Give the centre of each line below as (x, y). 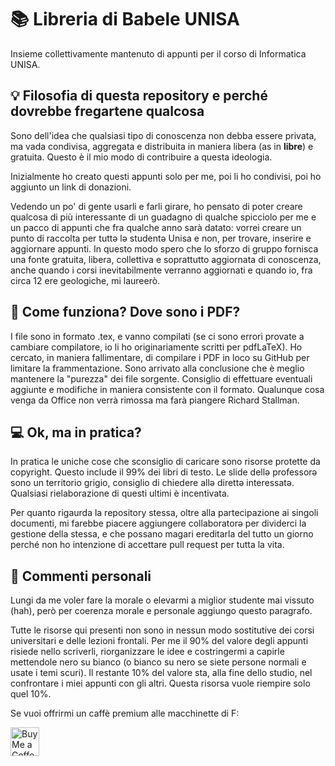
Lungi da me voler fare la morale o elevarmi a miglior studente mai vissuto (162, 600)
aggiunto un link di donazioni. (71, 187)
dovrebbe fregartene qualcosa (107, 111)
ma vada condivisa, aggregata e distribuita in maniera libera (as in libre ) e (162, 146)
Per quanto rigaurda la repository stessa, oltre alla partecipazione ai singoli (164, 513)
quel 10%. (31, 694)
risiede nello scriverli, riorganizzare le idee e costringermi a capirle (147, 652)
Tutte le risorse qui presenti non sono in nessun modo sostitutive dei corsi (162, 630)
